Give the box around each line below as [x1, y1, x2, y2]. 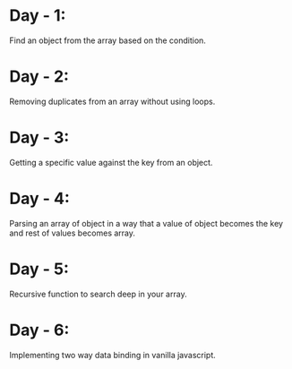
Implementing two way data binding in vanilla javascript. [9, 349, 217, 360]
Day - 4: [9, 189, 70, 209]
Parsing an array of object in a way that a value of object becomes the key [9, 218, 284, 228]
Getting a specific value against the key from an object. [9, 157, 213, 167]
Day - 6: [9, 320, 70, 340]
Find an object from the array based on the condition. [9, 35, 206, 46]
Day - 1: [9, 5, 66, 26]
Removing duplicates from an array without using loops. [9, 96, 216, 107]
